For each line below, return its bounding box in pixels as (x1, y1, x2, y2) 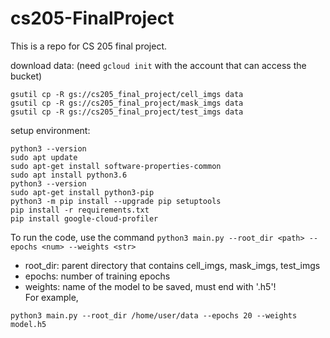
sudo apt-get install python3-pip (10, 187, 155, 197)
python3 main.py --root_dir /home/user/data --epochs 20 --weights (10, 310, 298, 321)
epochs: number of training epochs (24, 270, 171, 282)
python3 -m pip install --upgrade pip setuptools (10, 196, 222, 206)
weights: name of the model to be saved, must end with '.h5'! (24, 280, 277, 292)
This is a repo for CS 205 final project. (10, 40, 167, 52)
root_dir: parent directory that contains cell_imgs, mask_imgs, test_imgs (24, 259, 321, 271)
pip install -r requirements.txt (10, 205, 150, 215)
